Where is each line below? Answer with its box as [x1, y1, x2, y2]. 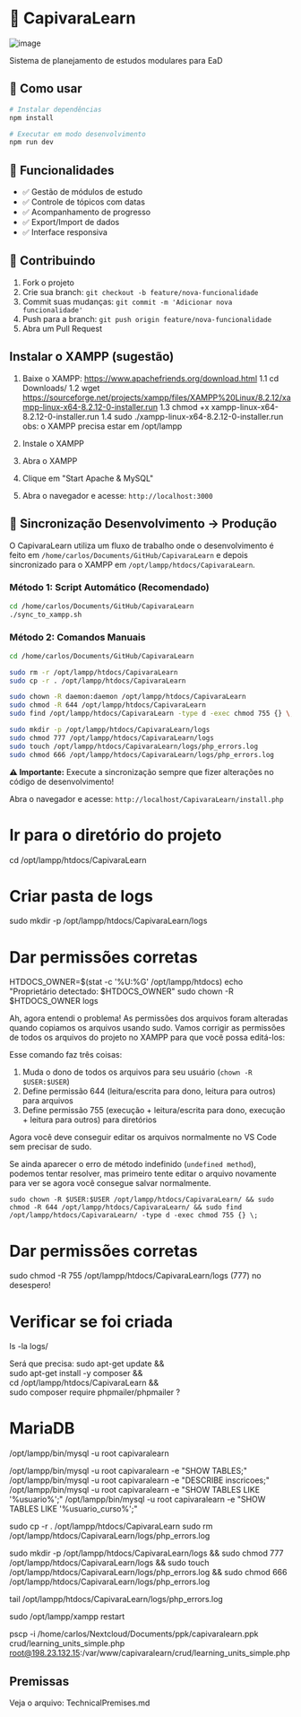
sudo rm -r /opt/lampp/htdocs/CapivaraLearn [9, 667, 178, 676]
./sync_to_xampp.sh [9, 610, 82, 619]
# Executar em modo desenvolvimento [9, 129, 146, 138]
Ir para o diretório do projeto [9, 824, 222, 845]
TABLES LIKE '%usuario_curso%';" [9, 1503, 138, 1514]
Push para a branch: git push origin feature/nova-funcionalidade [21, 313, 272, 324]
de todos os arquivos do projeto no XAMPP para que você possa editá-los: [9, 1032, 286, 1043]
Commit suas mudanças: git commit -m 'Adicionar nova [21, 296, 233, 307]
